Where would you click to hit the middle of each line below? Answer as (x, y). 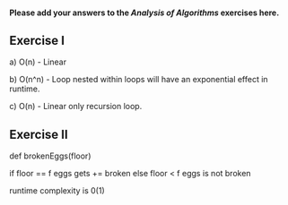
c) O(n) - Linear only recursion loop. (76, 107)
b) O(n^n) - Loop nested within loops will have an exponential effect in (139, 80)
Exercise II (39, 134)
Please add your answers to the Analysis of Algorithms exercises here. (144, 13)
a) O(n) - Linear (38, 62)
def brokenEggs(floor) (50, 156)
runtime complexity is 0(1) (57, 191)
